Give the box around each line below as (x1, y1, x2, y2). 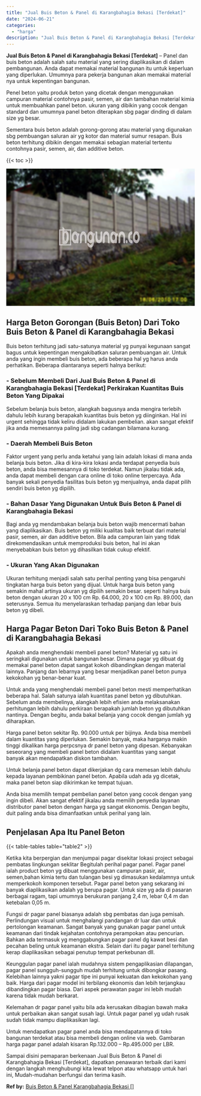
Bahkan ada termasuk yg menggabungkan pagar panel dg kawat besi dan (6, 936, 188, 943)
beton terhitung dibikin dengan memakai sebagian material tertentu (6, 139, 172, 146)
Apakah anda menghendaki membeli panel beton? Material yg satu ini (6, 649, 178, 656)
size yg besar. (6, 114, 41, 122)
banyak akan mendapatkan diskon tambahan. (6, 754, 118, 762)
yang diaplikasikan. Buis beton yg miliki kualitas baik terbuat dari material (6, 527, 187, 534)
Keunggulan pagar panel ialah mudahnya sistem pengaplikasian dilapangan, (6, 960, 193, 967)
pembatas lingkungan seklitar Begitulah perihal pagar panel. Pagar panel (6, 861, 185, 868)
